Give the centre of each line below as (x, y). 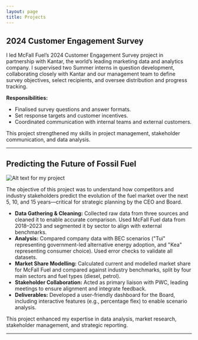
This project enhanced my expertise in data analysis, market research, (91, 319)
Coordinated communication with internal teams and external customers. (103, 122)
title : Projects (26, 17)
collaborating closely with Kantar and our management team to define (91, 74)
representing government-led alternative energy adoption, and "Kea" (98, 245)
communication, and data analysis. (48, 140)
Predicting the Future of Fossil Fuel (71, 164)
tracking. (17, 87)
